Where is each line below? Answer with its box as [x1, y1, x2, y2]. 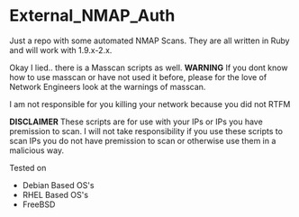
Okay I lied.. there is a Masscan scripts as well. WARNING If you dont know [9, 62, 288, 73]
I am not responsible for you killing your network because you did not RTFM [9, 98, 291, 109]
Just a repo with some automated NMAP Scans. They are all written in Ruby [9, 35, 290, 46]
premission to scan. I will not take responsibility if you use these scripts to [9, 125, 284, 136]
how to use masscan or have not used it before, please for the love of [9, 71, 267, 82]
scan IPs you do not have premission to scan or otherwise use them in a [9, 135, 276, 146]
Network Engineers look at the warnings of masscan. [9, 81, 206, 92]
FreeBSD [22, 199, 56, 210]
